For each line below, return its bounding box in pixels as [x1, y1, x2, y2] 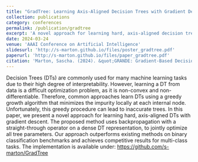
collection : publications [6, 14, 70, 20]
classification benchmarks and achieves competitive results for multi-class [6, 137, 187, 144]
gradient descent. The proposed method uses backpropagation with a [6, 118, 176, 125]
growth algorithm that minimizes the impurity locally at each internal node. [6, 99, 187, 106]
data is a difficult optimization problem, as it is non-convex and [6, 87, 159, 94]
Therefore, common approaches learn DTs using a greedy [41, 92, 182, 100]
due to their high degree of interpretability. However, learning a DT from [6, 80, 180, 87]
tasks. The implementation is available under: [6, 143, 116, 150]
